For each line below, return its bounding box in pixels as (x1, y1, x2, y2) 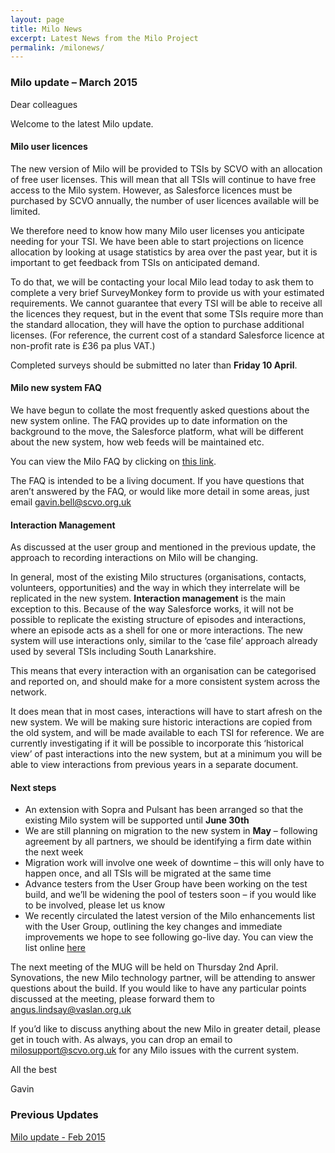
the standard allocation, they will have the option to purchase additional (10, 318, 305, 330)
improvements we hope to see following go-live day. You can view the (24, 931, 314, 943)
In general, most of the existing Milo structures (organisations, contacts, (10, 571, 307, 583)
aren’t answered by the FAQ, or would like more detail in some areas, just (10, 485, 310, 497)
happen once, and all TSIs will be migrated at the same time (24, 867, 272, 880)
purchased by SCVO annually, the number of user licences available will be (10, 194, 320, 206)
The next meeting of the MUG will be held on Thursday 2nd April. (10, 961, 279, 973)
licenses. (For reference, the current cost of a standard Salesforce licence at (10, 329, 325, 341)
